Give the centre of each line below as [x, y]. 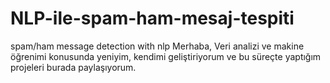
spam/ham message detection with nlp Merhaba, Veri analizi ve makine [157, 46]
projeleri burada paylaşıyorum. [73, 67]
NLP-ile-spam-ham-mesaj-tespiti [152, 18]
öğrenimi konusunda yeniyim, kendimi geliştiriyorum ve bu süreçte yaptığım [166, 56]
